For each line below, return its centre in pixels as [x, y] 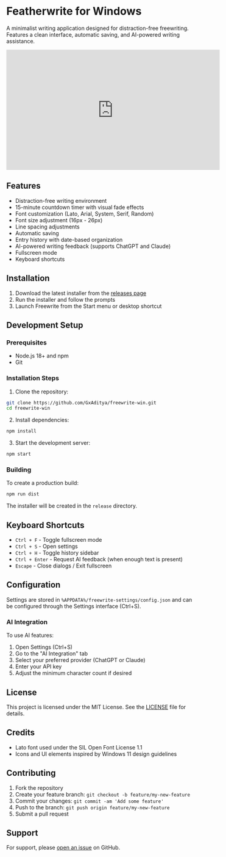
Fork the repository [39, 788]
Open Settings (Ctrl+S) [44, 647]
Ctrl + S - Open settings [46, 546]
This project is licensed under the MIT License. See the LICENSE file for [96, 707]
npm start [19, 454]
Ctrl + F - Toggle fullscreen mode [58, 540]
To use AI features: [30, 635]
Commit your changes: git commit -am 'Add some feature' [90, 801]
